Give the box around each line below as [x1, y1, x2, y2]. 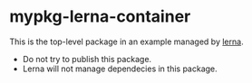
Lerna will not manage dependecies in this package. [22, 63, 218, 74]
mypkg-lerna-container [9, 6, 191, 27]
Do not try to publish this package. [22, 53, 152, 64]
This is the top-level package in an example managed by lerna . [9, 36, 244, 47]
